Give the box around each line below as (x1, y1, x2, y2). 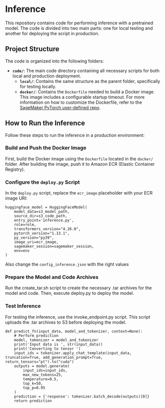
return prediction (14, 398, 52, 403)
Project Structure (5, 45, 59, 53)
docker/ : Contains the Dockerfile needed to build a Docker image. (19, 88, 155, 95)
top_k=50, (23, 381, 43, 386)
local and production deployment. (12, 73, 81, 79)
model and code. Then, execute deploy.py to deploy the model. (5, 290, 134, 296)
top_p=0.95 (23, 385, 46, 390)
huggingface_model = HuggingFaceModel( (5, 205, 88, 210)
